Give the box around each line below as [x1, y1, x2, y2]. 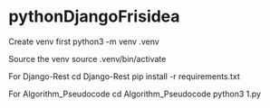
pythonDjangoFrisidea [8, 6, 180, 27]
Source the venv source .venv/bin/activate [8, 53, 167, 64]
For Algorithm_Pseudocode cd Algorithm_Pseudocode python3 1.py [8, 88, 262, 99]
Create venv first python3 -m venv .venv [8, 36, 159, 47]
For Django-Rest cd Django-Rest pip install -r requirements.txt [8, 70, 241, 82]
